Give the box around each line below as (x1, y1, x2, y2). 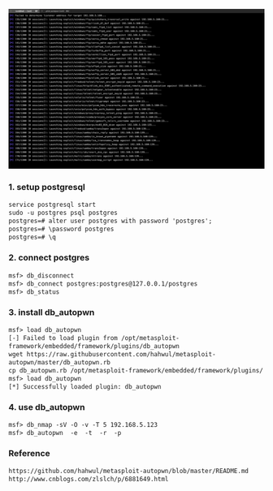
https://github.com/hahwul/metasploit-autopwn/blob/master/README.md (8, 467, 249, 476)
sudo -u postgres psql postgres (8, 209, 118, 218)
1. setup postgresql (8, 181, 85, 192)
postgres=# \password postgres (8, 225, 115, 234)
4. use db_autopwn (8, 401, 85, 412)
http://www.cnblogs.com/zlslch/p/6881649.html (8, 476, 169, 484)
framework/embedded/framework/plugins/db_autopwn (8, 342, 180, 350)
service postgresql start (8, 200, 96, 209)
